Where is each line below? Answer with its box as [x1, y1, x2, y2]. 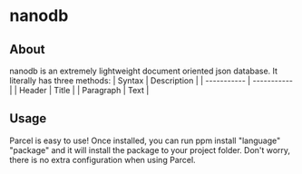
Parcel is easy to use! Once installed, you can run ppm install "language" [9, 135, 281, 146]
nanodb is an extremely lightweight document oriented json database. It [9, 65, 278, 76]
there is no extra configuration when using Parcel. [9, 154, 197, 165]
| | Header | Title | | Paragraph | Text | [9, 85, 150, 95]
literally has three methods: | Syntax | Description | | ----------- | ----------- [9, 75, 293, 86]
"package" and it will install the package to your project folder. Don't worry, [9, 144, 291, 155]
